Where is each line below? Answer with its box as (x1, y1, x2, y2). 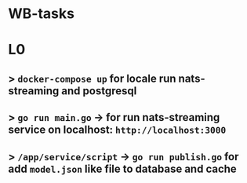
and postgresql (61, 84, 137, 97)
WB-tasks (8, 5, 74, 23)
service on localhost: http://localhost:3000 (8, 123, 227, 137)
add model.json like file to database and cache (8, 162, 237, 175)
